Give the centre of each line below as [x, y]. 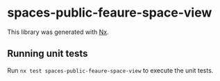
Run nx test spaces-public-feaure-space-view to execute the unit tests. [110, 70]
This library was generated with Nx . [58, 32]
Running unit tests [48, 54]
